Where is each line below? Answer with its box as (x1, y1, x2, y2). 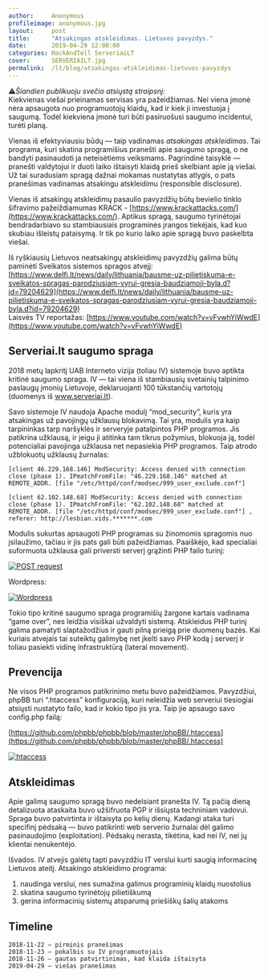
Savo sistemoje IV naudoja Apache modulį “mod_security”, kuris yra (8, 407, 233, 417)
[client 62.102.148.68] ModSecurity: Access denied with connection (8, 493, 242, 501)
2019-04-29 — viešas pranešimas (8, 962, 116, 970)
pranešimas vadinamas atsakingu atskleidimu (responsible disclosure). (8, 179, 242, 188)
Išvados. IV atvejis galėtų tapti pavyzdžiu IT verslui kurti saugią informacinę (8, 855, 258, 865)
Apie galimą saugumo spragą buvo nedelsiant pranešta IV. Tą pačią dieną (8, 797, 251, 807)
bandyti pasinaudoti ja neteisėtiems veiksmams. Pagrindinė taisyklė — (8, 153, 241, 162)
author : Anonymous (8, 11, 84, 20)
